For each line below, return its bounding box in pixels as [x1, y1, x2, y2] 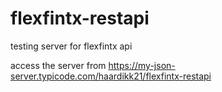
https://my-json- [108, 59, 176, 71]
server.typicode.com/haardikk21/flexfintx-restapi [10, 70, 212, 82]
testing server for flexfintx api [10, 40, 133, 52]
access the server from [10, 59, 107, 71]
